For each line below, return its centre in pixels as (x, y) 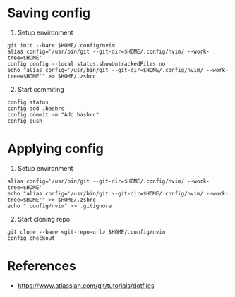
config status (28, 102)
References (42, 266)
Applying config (56, 149)
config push (25, 121)
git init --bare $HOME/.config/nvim (61, 45)
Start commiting (41, 89)
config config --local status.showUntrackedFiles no (86, 64)
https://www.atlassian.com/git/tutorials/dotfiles (86, 285)
